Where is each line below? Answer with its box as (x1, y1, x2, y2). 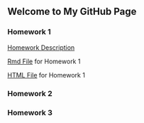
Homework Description (7, 43, 75, 52)
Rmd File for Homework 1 (7, 57, 81, 65)
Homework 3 (7, 107, 53, 117)
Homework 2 (7, 88, 53, 98)
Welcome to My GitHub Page (7, 6, 137, 18)
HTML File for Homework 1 (7, 70, 85, 79)
